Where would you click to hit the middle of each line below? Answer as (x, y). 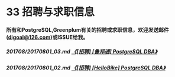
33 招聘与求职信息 (50, 12)
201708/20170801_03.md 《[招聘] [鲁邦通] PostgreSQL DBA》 (82, 52)
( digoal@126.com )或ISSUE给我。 (47, 37)
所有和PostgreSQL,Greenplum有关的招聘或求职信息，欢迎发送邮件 (88, 29)
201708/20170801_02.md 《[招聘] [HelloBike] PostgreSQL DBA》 (86, 68)
